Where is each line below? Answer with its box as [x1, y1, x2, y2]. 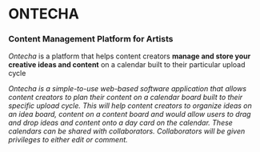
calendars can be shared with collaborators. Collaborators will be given [8, 126, 246, 136]
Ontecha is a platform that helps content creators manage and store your [8, 51, 251, 61]
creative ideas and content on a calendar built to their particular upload [8, 60, 246, 70]
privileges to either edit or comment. [8, 135, 128, 145]
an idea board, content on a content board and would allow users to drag [8, 110, 251, 119]
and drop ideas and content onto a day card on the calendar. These [8, 118, 234, 128]
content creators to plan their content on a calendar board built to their [8, 93, 243, 102]
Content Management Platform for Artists [8, 34, 174, 45]
